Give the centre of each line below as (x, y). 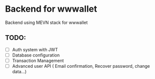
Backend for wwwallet (51, 9)
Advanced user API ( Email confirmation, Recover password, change (81, 66)
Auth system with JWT (35, 49)
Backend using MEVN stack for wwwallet (46, 22)
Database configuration (36, 55)
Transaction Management (38, 60)
